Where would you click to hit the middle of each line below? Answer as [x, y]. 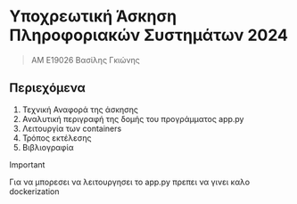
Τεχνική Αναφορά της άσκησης [80, 110]
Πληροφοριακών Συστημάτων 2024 [148, 35]
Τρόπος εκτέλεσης [57, 138]
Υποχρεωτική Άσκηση [93, 16]
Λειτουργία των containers [72, 128]
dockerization [34, 191]
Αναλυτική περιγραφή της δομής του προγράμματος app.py [133, 118]
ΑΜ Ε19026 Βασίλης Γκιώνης [86, 60]
